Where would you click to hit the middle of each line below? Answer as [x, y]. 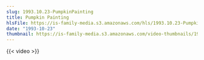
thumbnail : [20, 34]
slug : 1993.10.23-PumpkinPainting [50, 12]
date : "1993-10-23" [31, 28]
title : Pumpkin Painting [38, 17]
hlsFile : [17, 23]
